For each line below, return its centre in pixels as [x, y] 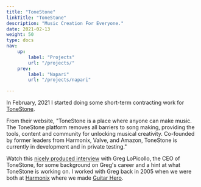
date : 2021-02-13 [28, 29]
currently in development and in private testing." [67, 147]
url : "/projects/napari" [60, 80]
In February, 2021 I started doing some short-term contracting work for [95, 103]
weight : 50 [20, 35]
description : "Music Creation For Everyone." [65, 23]
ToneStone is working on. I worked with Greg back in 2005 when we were [99, 172]
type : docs [20, 40]
